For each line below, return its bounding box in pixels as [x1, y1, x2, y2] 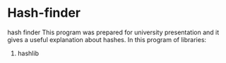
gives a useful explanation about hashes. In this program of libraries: [7, 35, 207, 43]
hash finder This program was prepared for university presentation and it [7, 28, 220, 36]
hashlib [17, 49, 39, 57]
